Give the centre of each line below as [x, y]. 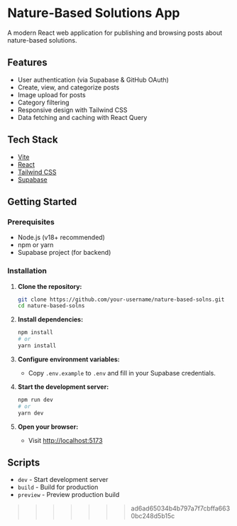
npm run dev [35, 400]
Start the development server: [63, 387]
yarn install [37, 346]
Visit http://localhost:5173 [65, 440]
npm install [35, 333]
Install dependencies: [50, 319]
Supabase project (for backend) [64, 253]
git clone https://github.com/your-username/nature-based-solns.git [121, 300]
